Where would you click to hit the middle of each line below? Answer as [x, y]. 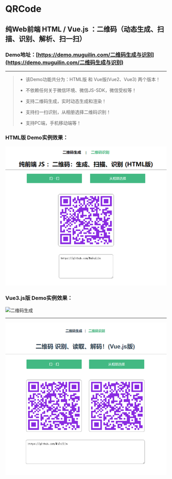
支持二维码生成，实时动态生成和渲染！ [66, 101]
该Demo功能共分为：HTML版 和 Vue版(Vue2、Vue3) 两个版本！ [93, 79]
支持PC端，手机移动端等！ [53, 123]
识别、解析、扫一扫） [52, 39]
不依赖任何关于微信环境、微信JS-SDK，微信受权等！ [81, 90]
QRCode [24, 9]
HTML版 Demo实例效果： [37, 138]
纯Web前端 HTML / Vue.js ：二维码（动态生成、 [81, 29]
